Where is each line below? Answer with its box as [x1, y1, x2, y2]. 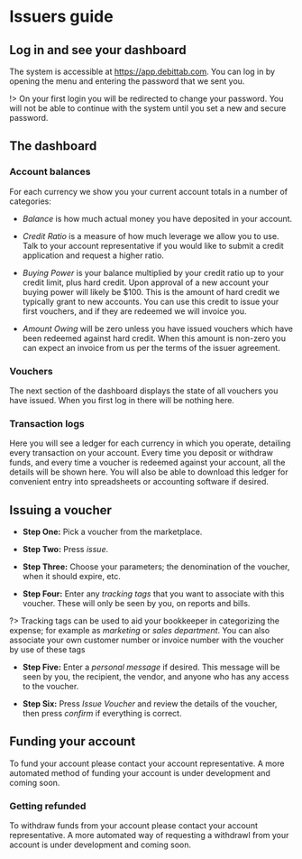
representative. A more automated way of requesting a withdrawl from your [9, 830, 289, 841]
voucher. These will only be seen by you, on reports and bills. [22, 598, 251, 609]
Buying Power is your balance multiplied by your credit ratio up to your [22, 267, 285, 278]
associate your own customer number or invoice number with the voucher [9, 634, 284, 646]
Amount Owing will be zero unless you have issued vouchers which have [22, 323, 293, 334]
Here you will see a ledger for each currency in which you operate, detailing [9, 438, 291, 448]
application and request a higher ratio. [22, 250, 165, 261]
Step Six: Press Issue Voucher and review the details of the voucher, [22, 698, 278, 709]
